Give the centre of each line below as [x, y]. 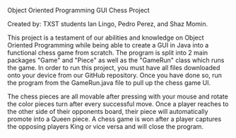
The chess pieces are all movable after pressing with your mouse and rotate [118, 96]
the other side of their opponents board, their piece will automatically [108, 111]
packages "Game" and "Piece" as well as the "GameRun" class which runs [116, 60]
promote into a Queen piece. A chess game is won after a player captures [114, 119]
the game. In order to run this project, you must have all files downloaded [114, 68]
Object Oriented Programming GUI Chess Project [78, 10]
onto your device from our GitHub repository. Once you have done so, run [115, 75]
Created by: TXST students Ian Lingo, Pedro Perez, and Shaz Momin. [108, 24]
